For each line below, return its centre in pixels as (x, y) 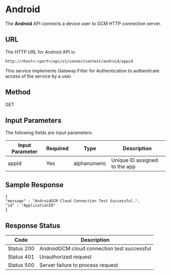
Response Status (33, 226)
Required (57, 148)
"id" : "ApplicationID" (31, 206)
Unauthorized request (65, 257)
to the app (123, 167)
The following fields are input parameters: (49, 133)
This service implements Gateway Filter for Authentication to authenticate (82, 70)
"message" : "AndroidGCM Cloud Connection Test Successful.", (73, 201)
